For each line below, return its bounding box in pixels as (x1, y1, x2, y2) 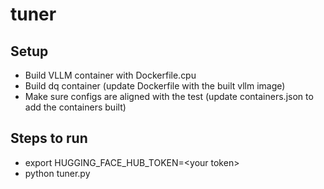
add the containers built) (24, 101, 127, 113)
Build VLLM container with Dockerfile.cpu (24, 69, 197, 81)
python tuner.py (24, 167, 91, 179)
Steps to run (10, 130, 88, 147)
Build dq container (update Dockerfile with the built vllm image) (24, 80, 286, 92)
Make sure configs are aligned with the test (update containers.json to (24, 91, 314, 102)
